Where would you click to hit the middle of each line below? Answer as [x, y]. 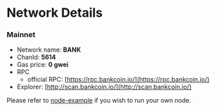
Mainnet [21, 35]
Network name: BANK [49, 50]
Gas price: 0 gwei [42, 65]
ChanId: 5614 [37, 57]
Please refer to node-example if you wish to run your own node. [99, 101]
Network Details [55, 13]
